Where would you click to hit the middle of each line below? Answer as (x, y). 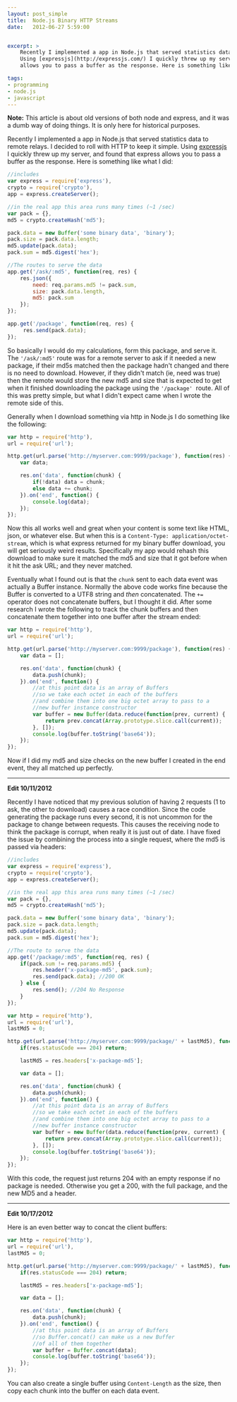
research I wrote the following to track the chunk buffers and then (103, 609)
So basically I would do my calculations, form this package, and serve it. (112, 350)
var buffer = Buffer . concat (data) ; (85, 1350)
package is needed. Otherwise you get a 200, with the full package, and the (117, 1186)
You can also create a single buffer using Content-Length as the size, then (114, 1383)
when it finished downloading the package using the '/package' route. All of (119, 388)
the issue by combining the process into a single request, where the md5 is (116, 839)
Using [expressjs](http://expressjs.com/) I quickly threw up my (118, 59)
